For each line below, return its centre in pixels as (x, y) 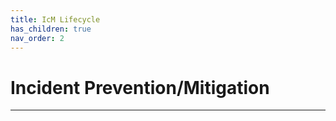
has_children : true (51, 29)
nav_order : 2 (37, 38)
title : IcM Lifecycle (55, 19)
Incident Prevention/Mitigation (140, 87)
